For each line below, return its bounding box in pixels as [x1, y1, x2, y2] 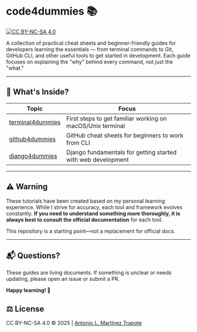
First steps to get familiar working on [66, 114, 167, 122]
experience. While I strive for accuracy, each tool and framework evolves [6, 203, 183, 210]
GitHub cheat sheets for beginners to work [66, 131, 184, 139]
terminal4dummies [9, 118, 61, 126]
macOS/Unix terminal [66, 122, 125, 130]
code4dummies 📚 [6, 5, 98, 18]
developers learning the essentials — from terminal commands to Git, [6, 45, 174, 53]
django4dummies [9, 152, 57, 160]
